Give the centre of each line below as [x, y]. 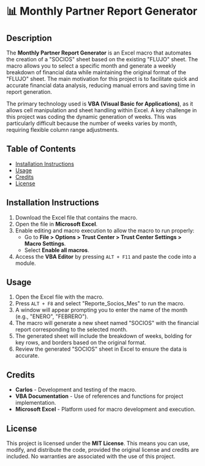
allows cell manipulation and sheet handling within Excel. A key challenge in [102, 110]
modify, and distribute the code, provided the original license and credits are [103, 450]
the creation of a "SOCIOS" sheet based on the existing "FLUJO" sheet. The [102, 59]
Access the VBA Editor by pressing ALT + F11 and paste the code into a [106, 256]
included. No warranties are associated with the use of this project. [91, 456]
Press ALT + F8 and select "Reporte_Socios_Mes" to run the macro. [100, 304]
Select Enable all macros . [57, 250]
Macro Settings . [45, 243]
